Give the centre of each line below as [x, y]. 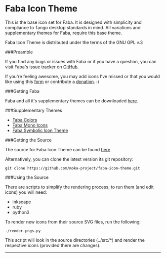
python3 [21, 212]
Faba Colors [25, 120]
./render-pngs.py [23, 231]
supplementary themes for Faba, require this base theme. [64, 33]
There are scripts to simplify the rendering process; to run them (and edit [80, 187]
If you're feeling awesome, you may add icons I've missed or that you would [83, 76]
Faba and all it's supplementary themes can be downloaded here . [72, 101]
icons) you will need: [26, 192]
